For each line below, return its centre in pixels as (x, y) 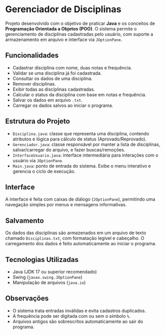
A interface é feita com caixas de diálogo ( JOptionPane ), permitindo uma (80, 199)
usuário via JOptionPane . (38, 160)
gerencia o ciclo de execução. (44, 171)
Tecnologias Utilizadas (42, 259)
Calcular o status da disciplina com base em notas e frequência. (79, 94)
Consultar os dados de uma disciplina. (52, 78)
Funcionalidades (32, 55)
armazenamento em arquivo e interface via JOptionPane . (64, 40)
